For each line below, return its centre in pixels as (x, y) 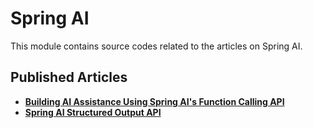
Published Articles (69, 77)
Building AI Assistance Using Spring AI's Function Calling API (154, 101)
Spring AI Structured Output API (93, 112)
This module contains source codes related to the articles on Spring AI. (156, 46)
